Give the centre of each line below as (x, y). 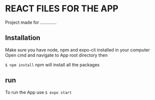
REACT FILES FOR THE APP (62, 9)
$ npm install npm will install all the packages (52, 64)
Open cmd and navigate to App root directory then (56, 55)
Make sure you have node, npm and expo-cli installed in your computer (77, 50)
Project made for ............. (31, 22)
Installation (23, 38)
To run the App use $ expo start (39, 92)
